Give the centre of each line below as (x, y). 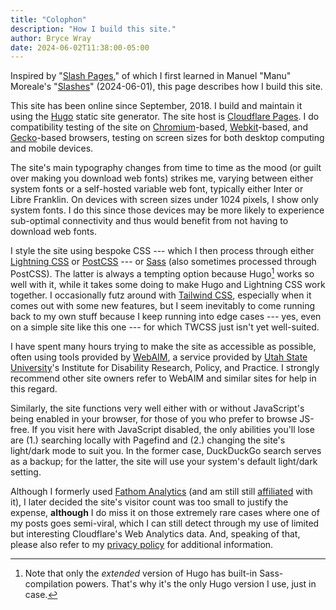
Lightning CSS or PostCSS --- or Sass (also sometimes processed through (163, 262)
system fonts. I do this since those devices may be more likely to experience (167, 210)
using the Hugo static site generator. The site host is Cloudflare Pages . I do (165, 117)
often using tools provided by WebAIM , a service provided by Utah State (159, 357)
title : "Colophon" (48, 19)
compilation (49, 583)
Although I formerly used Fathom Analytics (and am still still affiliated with (161, 491)
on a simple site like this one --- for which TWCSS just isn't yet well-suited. (165, 327)
